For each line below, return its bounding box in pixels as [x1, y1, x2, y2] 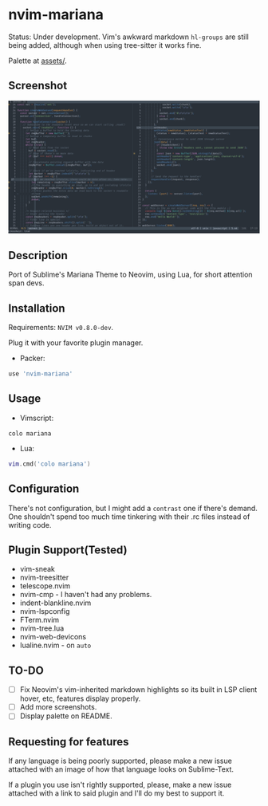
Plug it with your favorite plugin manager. [8, 338, 144, 348]
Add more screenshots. [19, 702, 97, 712]
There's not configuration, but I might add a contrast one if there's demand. [8, 503, 258, 513]
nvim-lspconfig [19, 607, 70, 616]
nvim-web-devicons [19, 632, 86, 642]
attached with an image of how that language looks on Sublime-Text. [8, 765, 234, 774]
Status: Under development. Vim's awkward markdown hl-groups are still [8, 32, 249, 41]
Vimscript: [19, 413, 54, 423]
